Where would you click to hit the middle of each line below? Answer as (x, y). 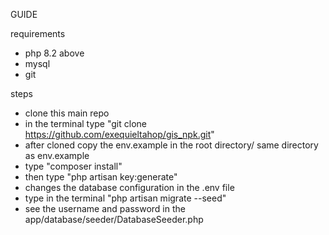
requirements (38, 33)
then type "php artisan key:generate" (101, 177)
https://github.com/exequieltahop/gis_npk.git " (119, 134)
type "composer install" (73, 166)
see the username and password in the (105, 208)
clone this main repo (67, 113)
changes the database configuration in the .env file (129, 187)
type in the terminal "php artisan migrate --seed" (125, 198)
